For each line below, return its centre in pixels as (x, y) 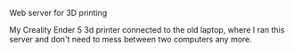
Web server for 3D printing (58, 13)
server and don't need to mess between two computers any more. (131, 39)
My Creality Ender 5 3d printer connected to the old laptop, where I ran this (147, 30)
